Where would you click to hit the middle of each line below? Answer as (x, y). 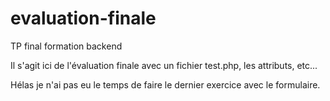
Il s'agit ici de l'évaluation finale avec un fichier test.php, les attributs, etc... (164, 65)
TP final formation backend (66, 46)
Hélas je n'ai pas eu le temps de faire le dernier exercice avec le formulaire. (165, 84)
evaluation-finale (83, 18)
